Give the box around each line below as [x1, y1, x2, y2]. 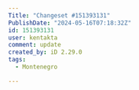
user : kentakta [8, 33, 58, 42]
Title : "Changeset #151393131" [8, 11, 111, 20]
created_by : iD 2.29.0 [8, 48, 82, 56]
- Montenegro [15, 63, 58, 71]
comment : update [8, 41, 61, 49]
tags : [8, 56, 26, 64]
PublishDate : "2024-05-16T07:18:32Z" [8, 19, 132, 27]
